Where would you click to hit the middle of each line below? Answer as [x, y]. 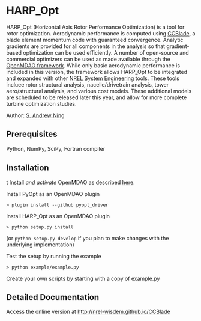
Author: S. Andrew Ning [35, 115]
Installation [28, 168]
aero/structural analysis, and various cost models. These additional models [99, 91]
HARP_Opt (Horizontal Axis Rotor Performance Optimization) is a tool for [95, 27]
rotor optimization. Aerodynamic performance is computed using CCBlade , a [101, 33]
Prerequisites [32, 134]
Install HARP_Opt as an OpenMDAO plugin [58, 216]
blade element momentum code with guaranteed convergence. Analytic [95, 40]
